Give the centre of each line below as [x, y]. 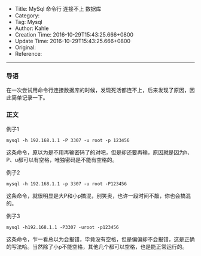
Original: [25, 47]
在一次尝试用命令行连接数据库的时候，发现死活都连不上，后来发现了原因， [98, 90]
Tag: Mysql [29, 22]
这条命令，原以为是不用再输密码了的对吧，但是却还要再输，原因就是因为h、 [100, 152]
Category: [27, 16]
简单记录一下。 [30, 98]
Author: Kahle [32, 28]
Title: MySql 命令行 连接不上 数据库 [58, 9]
